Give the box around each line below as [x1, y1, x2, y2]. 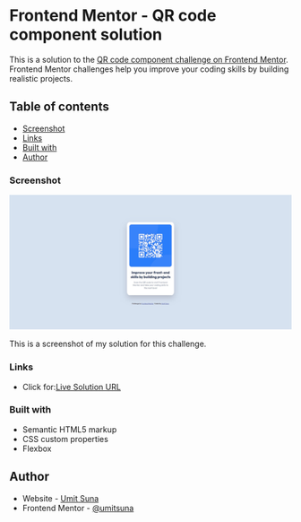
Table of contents [9, 100, 109, 115]
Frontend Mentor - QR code [9, 5, 217, 26]
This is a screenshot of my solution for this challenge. [9, 338, 207, 350]
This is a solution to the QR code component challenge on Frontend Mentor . [9, 54, 288, 65]
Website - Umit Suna [21, 492, 99, 503]
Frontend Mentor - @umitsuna [21, 502, 134, 513]
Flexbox [21, 443, 52, 454]
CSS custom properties [21, 433, 109, 444]
